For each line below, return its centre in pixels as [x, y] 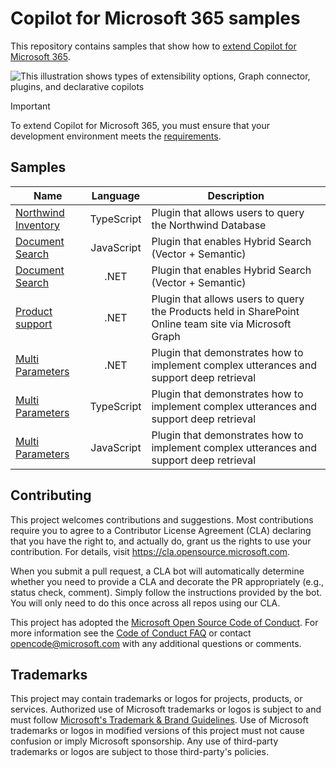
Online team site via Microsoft [221, 324]
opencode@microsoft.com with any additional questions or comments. [156, 643]
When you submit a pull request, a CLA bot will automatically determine [157, 571]
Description [236, 195]
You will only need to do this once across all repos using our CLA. [145, 603]
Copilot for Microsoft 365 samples [155, 18]
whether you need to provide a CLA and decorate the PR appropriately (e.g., [167, 581]
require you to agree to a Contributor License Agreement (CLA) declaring [161, 530]
